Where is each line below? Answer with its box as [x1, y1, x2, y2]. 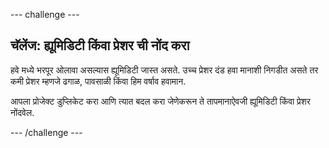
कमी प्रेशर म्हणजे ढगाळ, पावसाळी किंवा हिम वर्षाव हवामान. [10, 75, 187, 87]
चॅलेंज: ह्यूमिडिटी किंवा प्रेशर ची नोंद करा [10, 37, 190, 54]
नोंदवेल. [10, 106, 35, 118]
